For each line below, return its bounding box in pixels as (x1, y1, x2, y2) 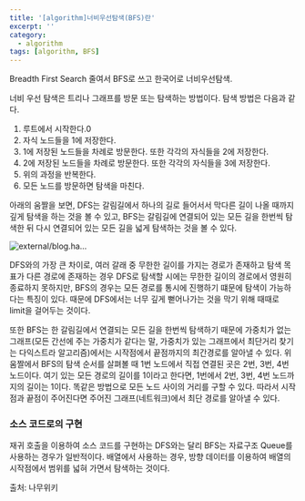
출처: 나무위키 (9, 482, 59, 493)
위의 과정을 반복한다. (22, 169, 97, 180)
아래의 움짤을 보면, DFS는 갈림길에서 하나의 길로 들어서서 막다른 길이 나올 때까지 (9, 199, 294, 210)
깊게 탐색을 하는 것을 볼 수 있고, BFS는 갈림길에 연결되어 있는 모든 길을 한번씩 (9, 211, 284, 222)
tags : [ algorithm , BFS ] (9, 47, 100, 56)
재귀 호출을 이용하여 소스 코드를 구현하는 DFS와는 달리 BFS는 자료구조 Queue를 (9, 440, 293, 451)
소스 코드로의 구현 (9, 418, 84, 431)
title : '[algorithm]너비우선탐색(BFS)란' (9, 13, 156, 23)
